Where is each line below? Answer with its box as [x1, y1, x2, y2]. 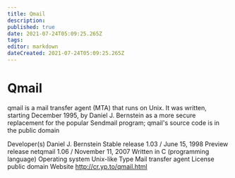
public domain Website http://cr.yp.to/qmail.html [7, 162, 147, 170]
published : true [7, 23, 55, 30]
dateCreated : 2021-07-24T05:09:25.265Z [7, 50, 125, 57]
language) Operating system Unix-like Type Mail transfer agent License [7, 155, 215, 163]
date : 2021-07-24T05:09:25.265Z [7, 30, 102, 37]
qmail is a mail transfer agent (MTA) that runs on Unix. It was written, [7, 103, 207, 112]
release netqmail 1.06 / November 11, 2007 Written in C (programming [7, 147, 210, 155]
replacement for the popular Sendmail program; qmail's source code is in [7, 118, 220, 127]
